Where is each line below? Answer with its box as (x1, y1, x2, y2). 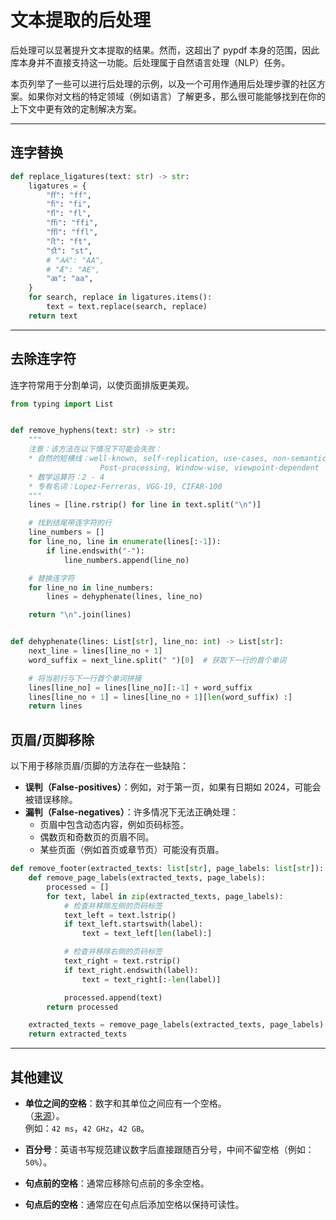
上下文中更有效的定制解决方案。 (10, 102, 142, 115)
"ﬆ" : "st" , (46, 246, 93, 256)
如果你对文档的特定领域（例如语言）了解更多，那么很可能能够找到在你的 (27, 90, 326, 102)
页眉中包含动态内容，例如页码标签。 (39, 819, 190, 831)
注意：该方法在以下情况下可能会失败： (28, 444, 163, 455)
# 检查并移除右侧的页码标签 (63, 947, 163, 957)
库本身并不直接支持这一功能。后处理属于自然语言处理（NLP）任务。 (10, 56, 291, 68)
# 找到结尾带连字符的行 (28, 518, 112, 528)
